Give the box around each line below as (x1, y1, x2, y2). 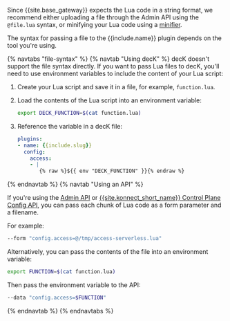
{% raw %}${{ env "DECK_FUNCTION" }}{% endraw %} (39, 167, 185, 175)
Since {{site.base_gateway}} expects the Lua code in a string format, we (7, 6, 213, 14)
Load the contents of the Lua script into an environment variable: (17, 96, 202, 104)
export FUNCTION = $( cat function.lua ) (7, 268, 116, 275)
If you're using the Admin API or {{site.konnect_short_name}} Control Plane (7, 194, 221, 202)
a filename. (7, 208, 39, 217)
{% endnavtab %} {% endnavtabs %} (7, 306, 114, 315)
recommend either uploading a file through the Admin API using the (7, 13, 199, 21)
